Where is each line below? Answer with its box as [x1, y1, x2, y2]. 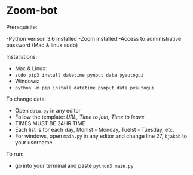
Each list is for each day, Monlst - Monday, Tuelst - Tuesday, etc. [14, 126, 174, 133]
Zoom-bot [6, 4, 58, 17]
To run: [6, 150, 24, 158]
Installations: [6, 53, 38, 60]
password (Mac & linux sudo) [6, 41, 78, 49]
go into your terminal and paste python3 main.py [14, 162, 134, 169]
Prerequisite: [6, 23, 38, 31]
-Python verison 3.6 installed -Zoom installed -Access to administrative [6, 35, 182, 42]
